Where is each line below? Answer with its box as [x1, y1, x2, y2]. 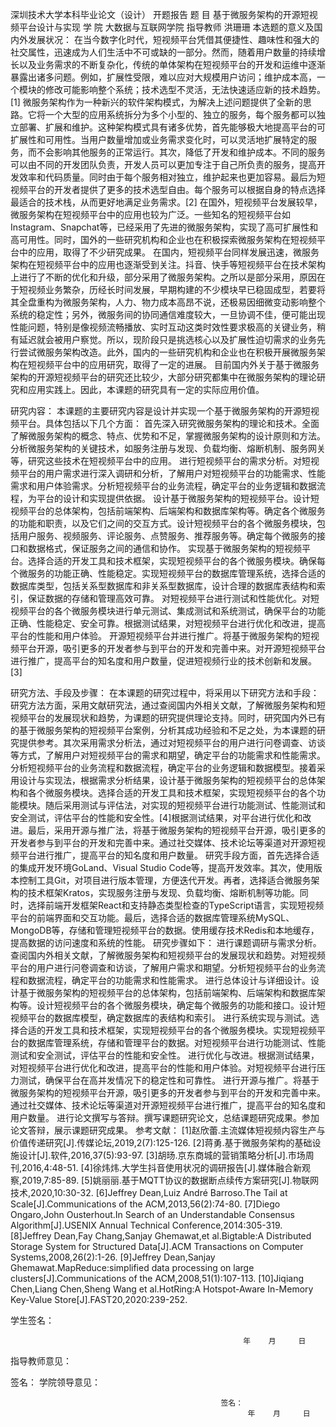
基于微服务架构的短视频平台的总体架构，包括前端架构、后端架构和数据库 [18, 987, 317, 998]
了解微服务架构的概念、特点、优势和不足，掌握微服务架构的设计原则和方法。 [10, 430, 326, 442]
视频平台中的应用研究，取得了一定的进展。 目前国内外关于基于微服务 [36, 359, 320, 370]
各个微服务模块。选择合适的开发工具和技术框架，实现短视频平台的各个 [27, 787, 317, 798]
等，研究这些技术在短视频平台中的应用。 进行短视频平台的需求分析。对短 [10, 455, 311, 467]
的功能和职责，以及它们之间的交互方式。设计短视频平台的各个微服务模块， [10, 518, 317, 529]
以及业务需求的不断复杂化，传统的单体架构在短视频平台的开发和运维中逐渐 [18, 59, 326, 70]
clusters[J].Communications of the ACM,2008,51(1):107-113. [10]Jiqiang [10, 1273, 304, 1284]
